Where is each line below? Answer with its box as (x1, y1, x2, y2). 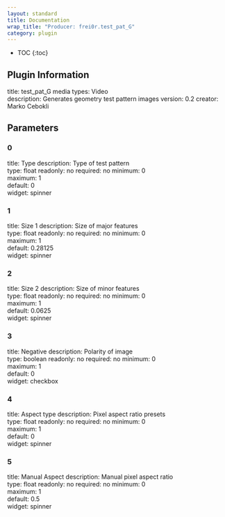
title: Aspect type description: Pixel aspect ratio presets (7, 410, 166, 418)
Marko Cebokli (7, 102, 49, 111)
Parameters (7, 122, 59, 134)
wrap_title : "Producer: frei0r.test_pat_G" (7, 23, 135, 30)
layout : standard (7, 10, 58, 17)
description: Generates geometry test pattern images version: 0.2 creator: (7, 95, 219, 103)
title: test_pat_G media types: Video (7, 88, 109, 96)
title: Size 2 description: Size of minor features (7, 285, 140, 293)
